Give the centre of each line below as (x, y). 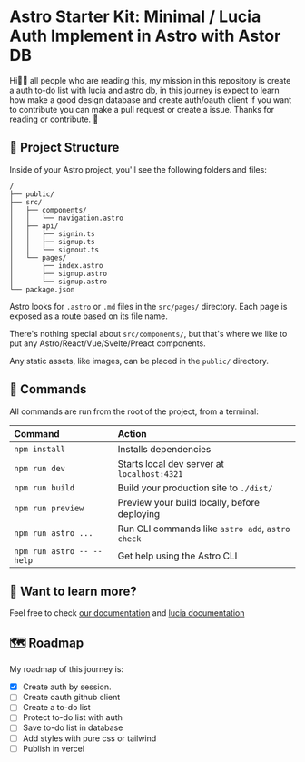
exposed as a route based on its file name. (89, 316)
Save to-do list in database (73, 727)
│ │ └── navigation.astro (67, 218)
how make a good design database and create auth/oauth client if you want (151, 99)
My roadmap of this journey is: (67, 669)
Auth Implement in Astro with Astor (145, 36)
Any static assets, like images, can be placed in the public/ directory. (139, 361)
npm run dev (40, 468)
